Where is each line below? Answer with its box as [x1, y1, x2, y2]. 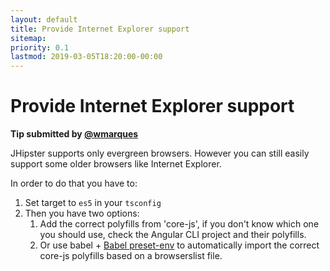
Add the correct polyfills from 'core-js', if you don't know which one [39, 218, 320, 230]
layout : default [10, 14, 78, 25]
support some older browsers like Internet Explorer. [10, 158, 222, 170]
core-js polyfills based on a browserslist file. [39, 250, 223, 262]
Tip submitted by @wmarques [10, 128, 139, 140]
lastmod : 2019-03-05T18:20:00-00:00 [10, 52, 163, 62]
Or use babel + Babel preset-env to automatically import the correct [39, 239, 320, 251]
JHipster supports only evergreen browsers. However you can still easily [10, 147, 310, 160]
